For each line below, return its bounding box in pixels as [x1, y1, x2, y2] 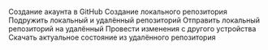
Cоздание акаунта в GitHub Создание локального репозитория [8, 7, 227, 16]
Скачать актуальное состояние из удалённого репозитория [8, 32, 216, 42]
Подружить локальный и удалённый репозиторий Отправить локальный [8, 15, 261, 25]
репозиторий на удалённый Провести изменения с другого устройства [8, 24, 257, 33]
